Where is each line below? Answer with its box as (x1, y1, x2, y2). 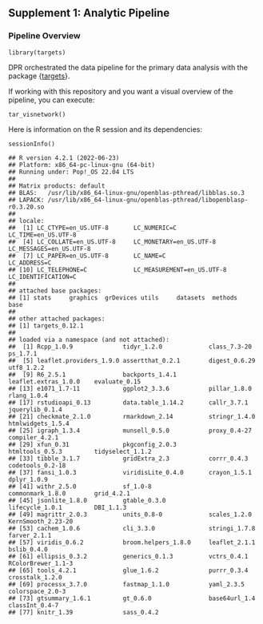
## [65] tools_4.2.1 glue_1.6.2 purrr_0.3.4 (8, 566, 249, 574)
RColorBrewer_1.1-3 (8, 559, 74, 567)
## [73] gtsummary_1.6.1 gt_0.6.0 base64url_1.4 (8, 594, 256, 602)
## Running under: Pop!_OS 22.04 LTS (8, 168, 134, 176)
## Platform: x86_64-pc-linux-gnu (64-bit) (8, 161, 156, 169)
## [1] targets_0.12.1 (8, 321, 84, 330)
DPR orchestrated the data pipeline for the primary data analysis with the (8, 62, 248, 72)
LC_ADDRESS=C (8, 259, 52, 267)
